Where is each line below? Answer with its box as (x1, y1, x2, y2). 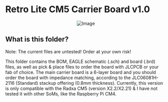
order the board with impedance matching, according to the (5, 75, 131, 81)
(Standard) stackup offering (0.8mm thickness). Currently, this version (15, 80, 163, 86)
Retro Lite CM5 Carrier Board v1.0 (5, 4, 150, 15)
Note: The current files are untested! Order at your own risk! (5, 48, 132, 54)
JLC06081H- (132, 75, 159, 81)
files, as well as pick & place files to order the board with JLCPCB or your (5, 63, 159, 70)
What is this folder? (5, 35, 69, 44)
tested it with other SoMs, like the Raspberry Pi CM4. (5, 90, 116, 97)
